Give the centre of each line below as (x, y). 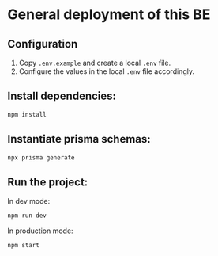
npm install (27, 114)
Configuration (43, 44)
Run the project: (48, 182)
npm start (24, 246)
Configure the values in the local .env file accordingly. (107, 71)
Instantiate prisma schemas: (79, 139)
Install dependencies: (62, 96)
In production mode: (40, 231)
